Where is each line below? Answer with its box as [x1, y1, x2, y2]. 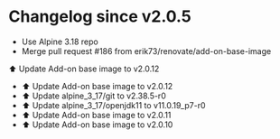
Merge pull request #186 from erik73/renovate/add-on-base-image [21, 45, 272, 56]
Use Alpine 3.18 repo [21, 36, 98, 47]
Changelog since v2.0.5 [8, 6, 191, 27]
